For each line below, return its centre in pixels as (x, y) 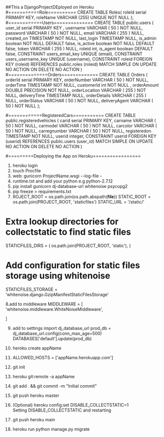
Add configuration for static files (73, 265)
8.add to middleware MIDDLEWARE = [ (44, 304)
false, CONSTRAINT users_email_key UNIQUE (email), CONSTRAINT (74, 54)
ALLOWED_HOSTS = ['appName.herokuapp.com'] (63, 357)
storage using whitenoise (58, 276)
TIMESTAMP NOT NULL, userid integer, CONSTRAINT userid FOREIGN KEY (81, 136)
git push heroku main (34, 419)
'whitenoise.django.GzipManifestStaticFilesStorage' (57, 294)
